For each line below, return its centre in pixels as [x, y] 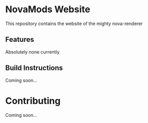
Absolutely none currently [32, 52]
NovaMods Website [48, 9]
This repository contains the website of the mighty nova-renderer [74, 23]
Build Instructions [34, 68]
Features [20, 40]
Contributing [33, 101]
